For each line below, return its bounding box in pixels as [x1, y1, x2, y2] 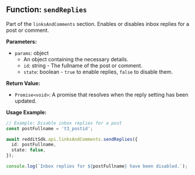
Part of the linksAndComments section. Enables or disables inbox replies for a [6, 20, 190, 27]
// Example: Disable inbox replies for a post [6, 120, 122, 126]
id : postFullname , [11, 141, 57, 148]
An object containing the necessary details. [23, 55, 129, 62]
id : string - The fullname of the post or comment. [23, 62, 143, 69]
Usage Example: [6, 108, 47, 115]
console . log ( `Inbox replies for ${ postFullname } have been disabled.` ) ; [6, 163, 188, 170]
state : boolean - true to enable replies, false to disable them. [23, 68, 173, 75]
